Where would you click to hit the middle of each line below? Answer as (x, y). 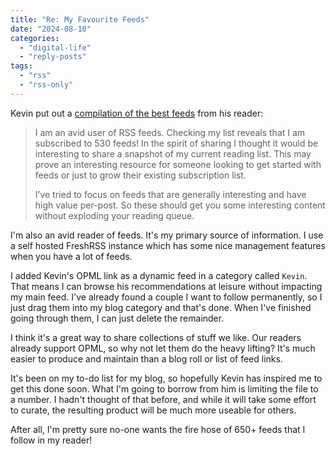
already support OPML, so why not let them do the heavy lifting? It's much (163, 348)
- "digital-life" (55, 47)
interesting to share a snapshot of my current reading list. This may (173, 153)
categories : (35, 38)
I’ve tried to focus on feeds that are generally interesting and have (170, 194)
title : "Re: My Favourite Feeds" (80, 19)
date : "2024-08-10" (51, 29)
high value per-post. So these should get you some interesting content (180, 205)
